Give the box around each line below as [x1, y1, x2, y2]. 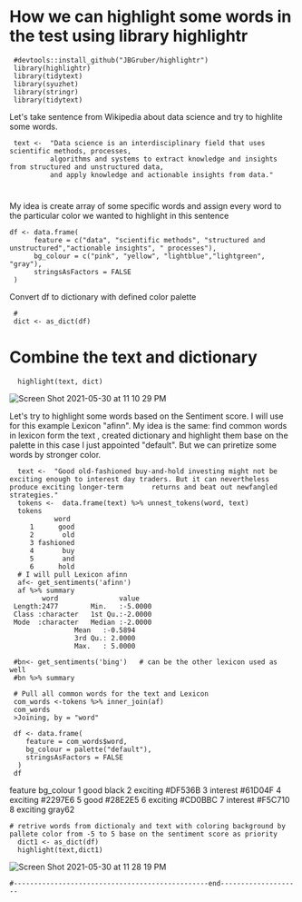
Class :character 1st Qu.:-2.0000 [13, 610, 152, 620]
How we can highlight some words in [9, 6, 292, 27]
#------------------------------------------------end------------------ [9, 879, 295, 888]
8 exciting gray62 [9, 804, 75, 815]
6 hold [29, 562, 75, 571]
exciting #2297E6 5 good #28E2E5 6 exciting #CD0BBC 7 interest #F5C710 [9, 795, 290, 806]
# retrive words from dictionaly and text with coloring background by [9, 822, 286, 831]
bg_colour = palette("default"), [25, 745, 152, 755]
